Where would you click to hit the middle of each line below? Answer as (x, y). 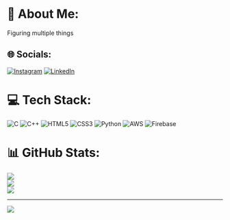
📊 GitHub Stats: (54, 152)
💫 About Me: (43, 14)
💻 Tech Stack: (49, 100)
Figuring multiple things (40, 33)
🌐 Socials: (29, 54)
